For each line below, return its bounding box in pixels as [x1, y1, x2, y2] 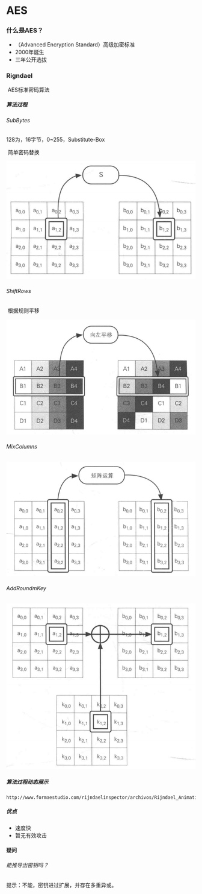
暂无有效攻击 [14, 831, 47, 839]
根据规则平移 [7, 307, 40, 314]
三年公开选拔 [14, 56, 47, 63]
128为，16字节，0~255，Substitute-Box [6, 136, 105, 143]
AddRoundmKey [6, 584, 46, 591]
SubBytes [6, 116, 30, 124]
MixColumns [6, 442, 37, 450]
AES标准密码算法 [7, 86, 50, 93]
